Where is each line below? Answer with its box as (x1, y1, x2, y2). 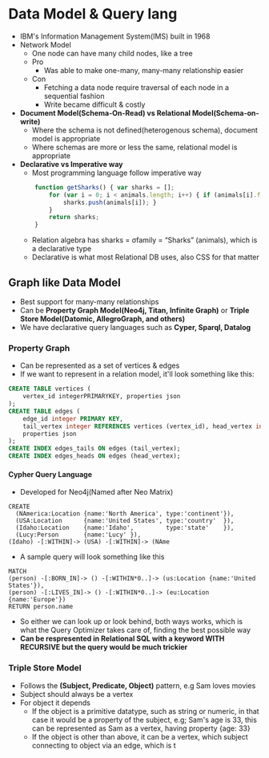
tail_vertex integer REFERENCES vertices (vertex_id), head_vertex (22, 422, 252, 430)
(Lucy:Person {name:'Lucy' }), (15, 531, 142, 539)
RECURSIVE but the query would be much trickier (19, 642, 188, 652)
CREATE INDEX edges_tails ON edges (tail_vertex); (8, 445, 181, 453)
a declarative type (31, 244, 92, 254)
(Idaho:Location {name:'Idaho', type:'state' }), (15, 524, 235, 532)
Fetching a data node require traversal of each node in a (43, 82, 230, 92)
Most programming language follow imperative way (31, 168, 202, 177)
